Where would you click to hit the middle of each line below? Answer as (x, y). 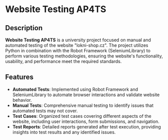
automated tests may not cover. (45, 111)
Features (19, 77)
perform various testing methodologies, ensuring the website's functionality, (84, 56)
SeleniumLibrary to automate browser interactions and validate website (86, 95)
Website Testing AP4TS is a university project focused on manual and (78, 40)
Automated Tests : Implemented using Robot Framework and (75, 89)
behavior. (22, 100)
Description (24, 28)
